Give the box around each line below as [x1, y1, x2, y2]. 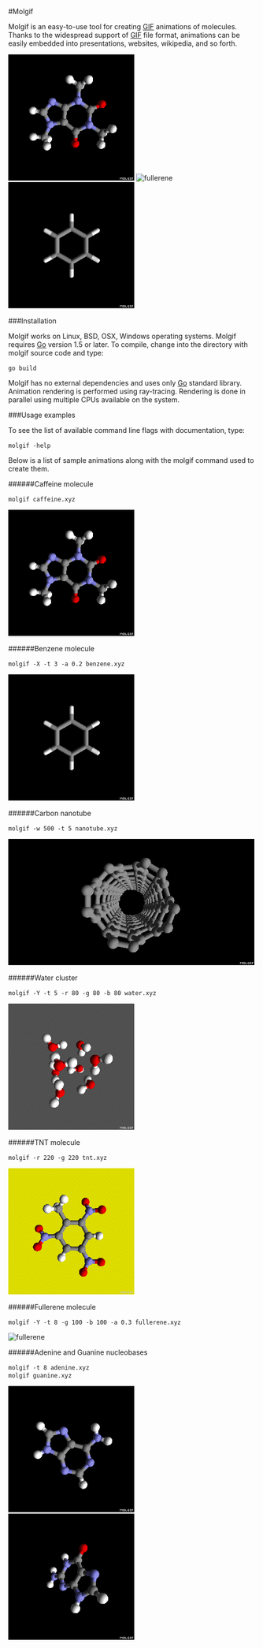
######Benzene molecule [8, 644, 94, 653]
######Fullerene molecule [8, 1303, 96, 1311]
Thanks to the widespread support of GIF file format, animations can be [8, 31, 240, 39]
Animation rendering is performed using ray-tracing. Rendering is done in [8, 386, 246, 396]
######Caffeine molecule [8, 479, 94, 488]
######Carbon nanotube [8, 808, 92, 818]
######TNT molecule [8, 1138, 80, 1147]
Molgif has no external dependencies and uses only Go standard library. [8, 378, 243, 387]
